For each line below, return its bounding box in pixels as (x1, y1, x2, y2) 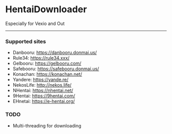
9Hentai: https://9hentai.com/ (12, 93, 75, 99)
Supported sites (5, 38, 46, 45)
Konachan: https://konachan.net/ (12, 71, 82, 77)
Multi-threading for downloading (12, 122, 81, 128)
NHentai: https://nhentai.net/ (12, 88, 73, 94)
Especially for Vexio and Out (5, 20, 65, 26)
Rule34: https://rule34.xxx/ (12, 55, 70, 61)
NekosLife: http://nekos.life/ (12, 82, 72, 88)
